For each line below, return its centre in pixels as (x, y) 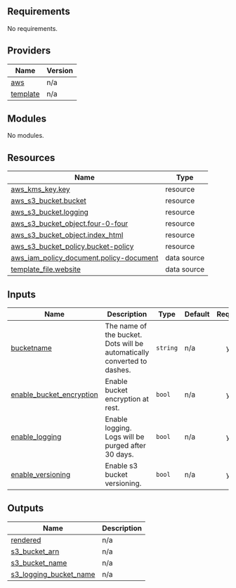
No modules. (26, 136)
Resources (31, 158)
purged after (125, 446)
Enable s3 (122, 466)
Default (197, 314)
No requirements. (33, 28)
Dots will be (124, 344)
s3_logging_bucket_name (53, 574)
